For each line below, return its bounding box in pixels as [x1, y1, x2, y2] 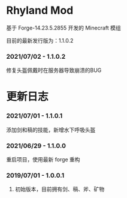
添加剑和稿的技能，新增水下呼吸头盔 [6, 126, 96, 133]
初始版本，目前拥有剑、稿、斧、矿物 [14, 185, 105, 193]
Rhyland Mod [6, 4, 74, 17]
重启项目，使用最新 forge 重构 [6, 156, 80, 163]
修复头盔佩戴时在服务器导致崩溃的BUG [6, 67, 102, 74]
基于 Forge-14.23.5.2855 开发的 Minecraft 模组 [6, 24, 121, 31]
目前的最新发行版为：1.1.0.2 [6, 37, 74, 44]
